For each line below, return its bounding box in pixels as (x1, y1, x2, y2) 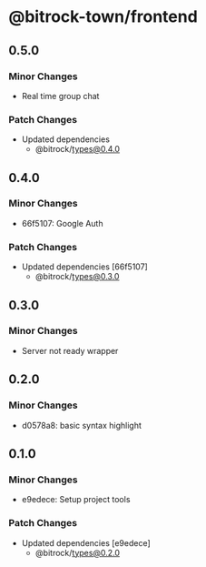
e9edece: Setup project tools (21, 494, 131, 505)
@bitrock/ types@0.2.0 (34, 547, 120, 558)
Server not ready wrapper (21, 345, 119, 356)
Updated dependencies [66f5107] (21, 261, 149, 272)
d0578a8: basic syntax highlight (21, 420, 142, 430)
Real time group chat (21, 90, 100, 101)
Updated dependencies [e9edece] (21, 537, 151, 548)
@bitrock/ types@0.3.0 (34, 271, 120, 282)
